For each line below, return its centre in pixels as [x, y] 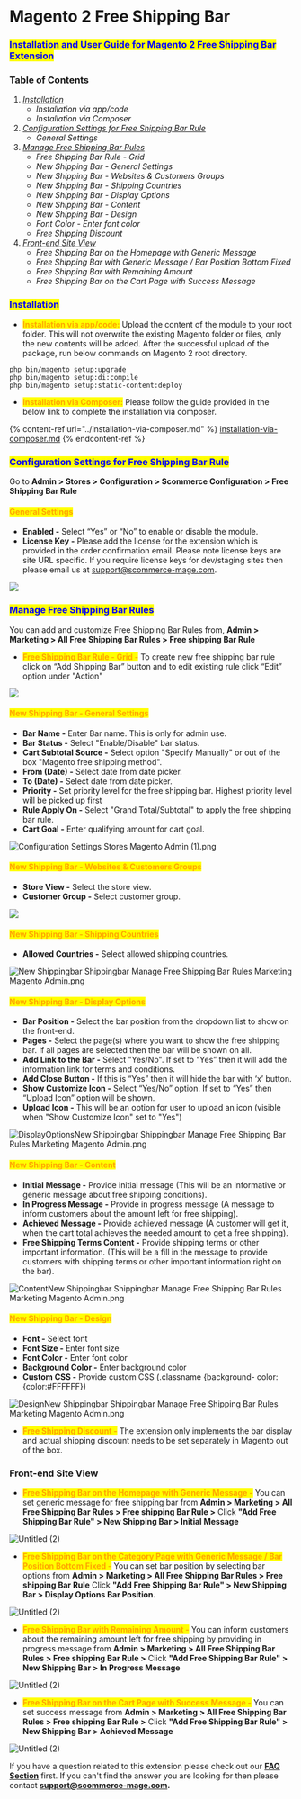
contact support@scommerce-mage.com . [90, 1786]
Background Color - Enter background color [104, 1367]
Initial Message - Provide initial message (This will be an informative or [154, 1184]
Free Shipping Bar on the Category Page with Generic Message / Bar [152, 1556]
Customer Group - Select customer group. [102, 896]
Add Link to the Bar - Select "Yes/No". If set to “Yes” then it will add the [155, 1060]
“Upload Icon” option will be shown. [89, 1098]
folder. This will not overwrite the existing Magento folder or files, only [152, 334]
